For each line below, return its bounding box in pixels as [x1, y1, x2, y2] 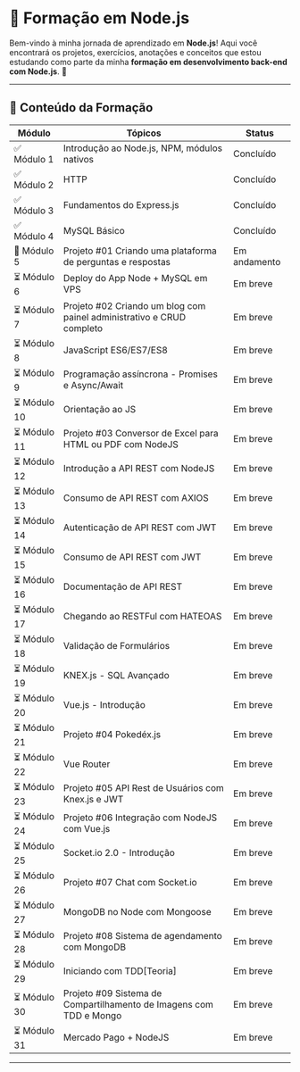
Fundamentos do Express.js [62, 198, 179, 211]
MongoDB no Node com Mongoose [62, 906, 212, 918]
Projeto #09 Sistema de [62, 986, 162, 999]
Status [245, 127, 274, 139]
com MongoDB [62, 941, 127, 953]
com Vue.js [62, 823, 111, 835]
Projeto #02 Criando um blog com [62, 299, 206, 312]
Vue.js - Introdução [62, 699, 146, 711]
